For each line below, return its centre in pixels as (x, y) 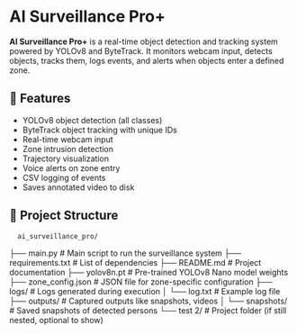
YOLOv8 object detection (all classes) (92, 120)
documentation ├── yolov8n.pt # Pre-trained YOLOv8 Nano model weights (149, 272)
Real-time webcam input (68, 139)
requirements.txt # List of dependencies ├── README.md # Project (135, 262)
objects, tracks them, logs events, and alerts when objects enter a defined (147, 60)
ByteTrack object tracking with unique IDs (99, 130)
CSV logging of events (64, 177)
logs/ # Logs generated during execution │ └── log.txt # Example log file (145, 291)
